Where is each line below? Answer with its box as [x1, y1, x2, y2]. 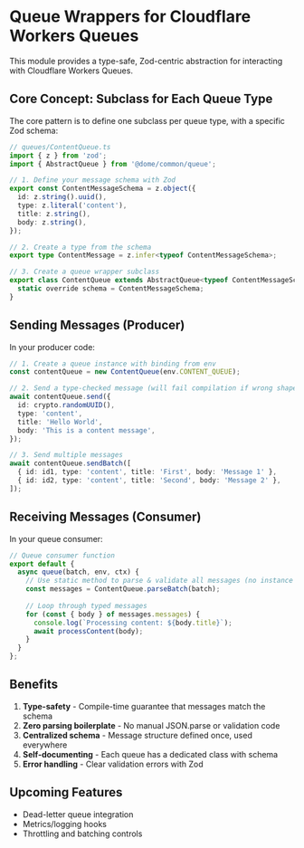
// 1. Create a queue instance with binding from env [9, 359, 217, 368]
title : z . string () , [17, 209, 91, 218]
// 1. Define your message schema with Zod [9, 176, 176, 185]
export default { [9, 559, 75, 568]
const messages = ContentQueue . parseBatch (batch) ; [25, 585, 221, 594]
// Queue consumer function [9, 550, 116, 560]
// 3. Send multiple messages [9, 451, 124, 460]
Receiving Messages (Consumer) [9, 510, 202, 525]
